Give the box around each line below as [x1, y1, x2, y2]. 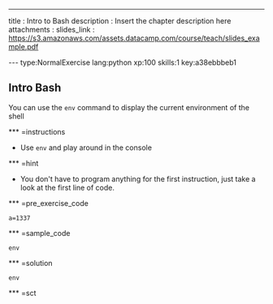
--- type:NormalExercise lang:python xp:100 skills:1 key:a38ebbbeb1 [8, 58, 237, 67]
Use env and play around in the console [19, 143, 153, 152]
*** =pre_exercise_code [8, 198, 89, 208]
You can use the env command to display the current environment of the [8, 102, 250, 112]
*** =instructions [8, 126, 66, 136]
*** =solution [8, 258, 53, 268]
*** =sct [8, 288, 37, 298]
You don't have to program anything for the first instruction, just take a [19, 173, 256, 183]
